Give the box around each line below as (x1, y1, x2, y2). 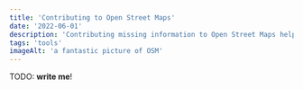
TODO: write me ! (9, 71, 73, 82)
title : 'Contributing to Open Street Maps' (9, 13, 176, 22)
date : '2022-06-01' (9, 22, 83, 31)
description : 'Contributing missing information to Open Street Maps (9, 30, 277, 39)
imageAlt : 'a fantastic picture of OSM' (9, 47, 164, 56)
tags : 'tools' (9, 38, 63, 48)
